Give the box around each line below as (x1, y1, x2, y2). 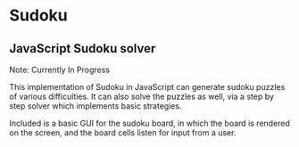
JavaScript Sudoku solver (9, 41, 156, 56)
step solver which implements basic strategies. (9, 101, 182, 111)
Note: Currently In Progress (9, 64, 110, 75)
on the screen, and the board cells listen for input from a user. (9, 127, 237, 138)
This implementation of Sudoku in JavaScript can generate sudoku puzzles (9, 82, 286, 92)
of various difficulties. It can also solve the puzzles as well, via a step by (9, 91, 275, 102)
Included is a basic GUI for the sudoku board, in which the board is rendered (9, 118, 290, 128)
